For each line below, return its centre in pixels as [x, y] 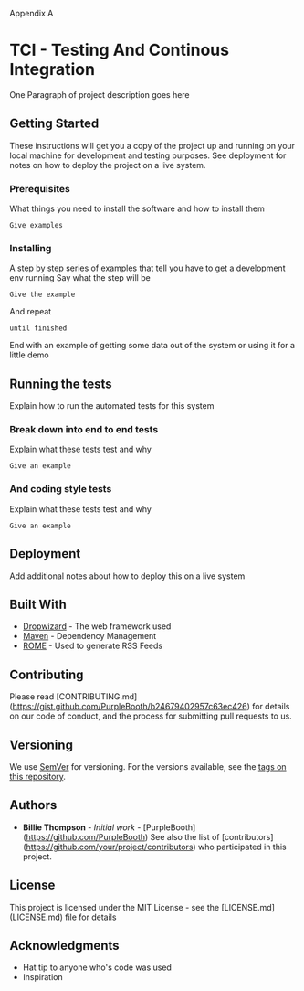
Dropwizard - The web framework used [97, 626]
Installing [31, 248]
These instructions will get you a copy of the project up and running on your [152, 145]
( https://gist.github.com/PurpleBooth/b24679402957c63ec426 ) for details [150, 707]
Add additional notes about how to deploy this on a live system [127, 576]
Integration [52, 70]
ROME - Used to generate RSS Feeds [92, 646]
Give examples [37, 226]
